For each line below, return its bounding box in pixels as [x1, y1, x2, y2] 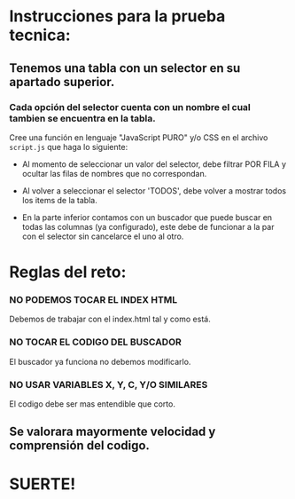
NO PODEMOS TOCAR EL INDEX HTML [9, 293, 178, 305]
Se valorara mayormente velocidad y [9, 424, 216, 440]
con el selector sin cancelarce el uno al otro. [21, 231, 184, 242]
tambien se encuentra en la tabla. [9, 112, 157, 124]
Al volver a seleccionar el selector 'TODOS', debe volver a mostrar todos [21, 185, 286, 196]
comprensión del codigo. [9, 438, 151, 454]
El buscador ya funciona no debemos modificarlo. [9, 356, 191, 367]
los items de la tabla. [21, 194, 97, 205]
